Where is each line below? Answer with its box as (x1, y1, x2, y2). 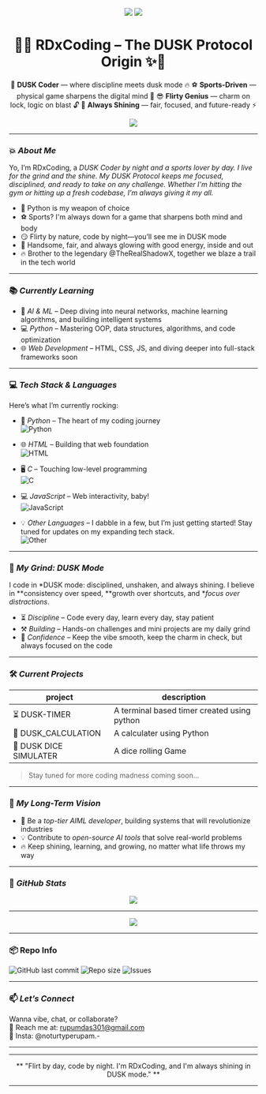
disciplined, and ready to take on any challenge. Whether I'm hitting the (9, 180, 242, 189)
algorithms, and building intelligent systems (20, 314, 163, 324)
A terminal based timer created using (114, 705, 251, 716)
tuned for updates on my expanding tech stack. (20, 526, 175, 536)
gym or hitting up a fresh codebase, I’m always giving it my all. (9, 188, 214, 197)
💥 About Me (9, 144, 57, 155)
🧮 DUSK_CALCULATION (13, 728, 102, 739)
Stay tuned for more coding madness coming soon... (28, 770, 200, 781)
